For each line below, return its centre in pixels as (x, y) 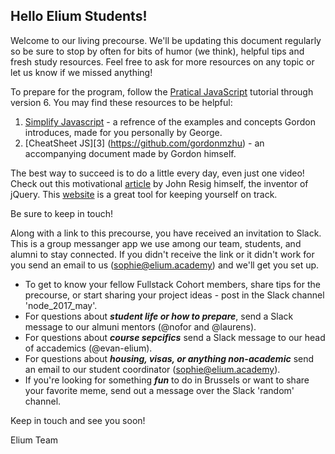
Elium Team (34, 440)
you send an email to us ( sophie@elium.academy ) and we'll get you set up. (165, 265)
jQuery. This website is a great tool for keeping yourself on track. (144, 194)
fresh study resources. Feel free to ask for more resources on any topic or (162, 61)
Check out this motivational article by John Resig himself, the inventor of (159, 183)
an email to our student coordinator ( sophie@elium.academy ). (152, 369)
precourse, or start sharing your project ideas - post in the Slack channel (174, 295)
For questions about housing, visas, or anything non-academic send (169, 358)
